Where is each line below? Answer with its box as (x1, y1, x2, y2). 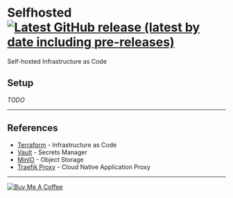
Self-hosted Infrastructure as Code (7, 57, 107, 65)
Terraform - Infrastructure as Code (17, 141, 117, 149)
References (7, 123, 58, 134)
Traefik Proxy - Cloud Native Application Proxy (17, 163, 151, 171)
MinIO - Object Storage (17, 155, 84, 163)
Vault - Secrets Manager (17, 147, 88, 156)
